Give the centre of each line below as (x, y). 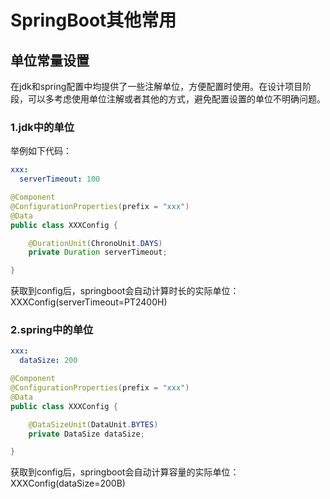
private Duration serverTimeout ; (98, 252)
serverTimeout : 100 (60, 179)
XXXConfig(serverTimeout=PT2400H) (89, 302)
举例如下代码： (41, 151)
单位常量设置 (50, 60)
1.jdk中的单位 (42, 127)
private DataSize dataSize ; (86, 434)
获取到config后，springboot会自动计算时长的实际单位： (125, 291)
